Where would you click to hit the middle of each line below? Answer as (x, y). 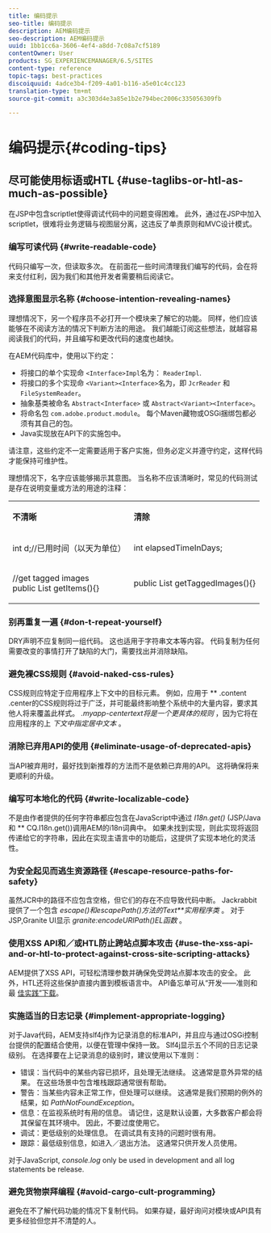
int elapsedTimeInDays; (178, 548)
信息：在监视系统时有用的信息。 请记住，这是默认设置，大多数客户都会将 (141, 1113)
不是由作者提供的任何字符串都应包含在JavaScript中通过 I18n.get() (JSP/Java (135, 818)
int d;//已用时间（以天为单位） (69, 548)
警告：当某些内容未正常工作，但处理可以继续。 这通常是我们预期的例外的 (141, 1092)
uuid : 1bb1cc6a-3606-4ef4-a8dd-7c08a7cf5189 (84, 46)
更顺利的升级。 (33, 776)
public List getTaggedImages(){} (195, 583)
